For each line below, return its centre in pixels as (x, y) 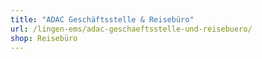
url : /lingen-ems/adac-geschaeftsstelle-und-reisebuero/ (131, 29)
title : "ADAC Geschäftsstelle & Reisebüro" (102, 19)
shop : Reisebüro (44, 38)
